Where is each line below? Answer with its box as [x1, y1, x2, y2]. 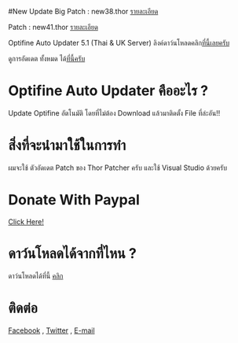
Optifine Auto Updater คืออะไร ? [8, 82, 209, 100]
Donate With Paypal [8, 191, 140, 209]
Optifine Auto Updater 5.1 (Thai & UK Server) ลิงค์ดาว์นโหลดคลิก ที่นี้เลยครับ [8, 39, 230, 47]
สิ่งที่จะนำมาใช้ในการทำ [8, 137, 126, 154]
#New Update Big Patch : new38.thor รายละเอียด [8, 7, 159, 16]
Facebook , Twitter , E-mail [8, 326, 96, 335]
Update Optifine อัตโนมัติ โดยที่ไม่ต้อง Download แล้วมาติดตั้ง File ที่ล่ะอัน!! [8, 108, 221, 117]
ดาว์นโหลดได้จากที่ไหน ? [8, 245, 137, 262]
